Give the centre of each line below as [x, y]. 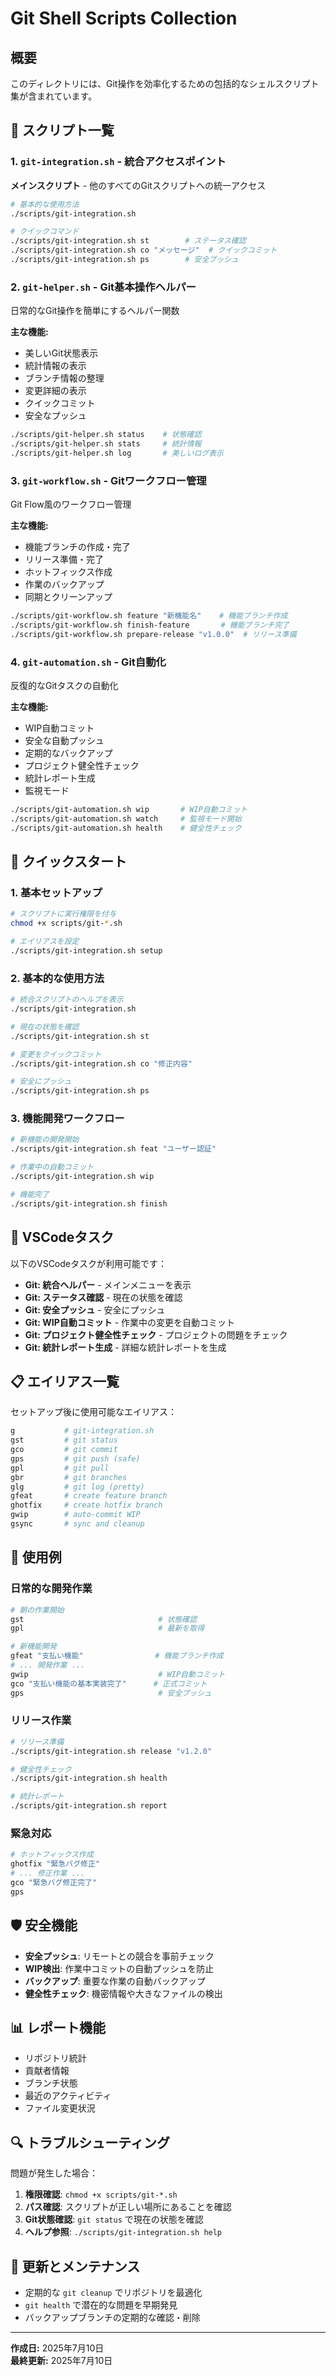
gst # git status [64, 1440]
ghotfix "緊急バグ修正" [55, 1864]
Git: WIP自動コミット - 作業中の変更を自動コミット [130, 1322]
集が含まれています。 [54, 96]
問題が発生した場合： [54, 2173]
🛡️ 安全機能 [44, 1925]
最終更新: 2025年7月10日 [61, 2361]
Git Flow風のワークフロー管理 [71, 504]
